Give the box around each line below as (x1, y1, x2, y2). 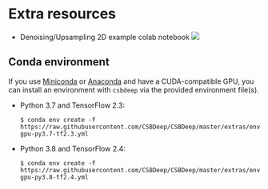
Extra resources (8, 5, 117, 23)
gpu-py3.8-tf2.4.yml (19, 173, 89, 181)
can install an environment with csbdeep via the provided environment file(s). (8, 85, 260, 94)
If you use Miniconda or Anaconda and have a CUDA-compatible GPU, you (8, 77, 254, 86)
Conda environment (8, 55, 110, 69)
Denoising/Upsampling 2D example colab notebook (19, 32, 190, 41)
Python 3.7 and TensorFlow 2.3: (19, 100, 126, 110)
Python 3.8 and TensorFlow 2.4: (19, 144, 126, 153)
